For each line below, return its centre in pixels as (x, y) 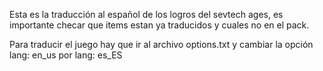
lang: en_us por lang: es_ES (66, 55)
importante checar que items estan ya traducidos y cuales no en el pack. (159, 25)
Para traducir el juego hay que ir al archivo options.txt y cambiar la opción (161, 44)
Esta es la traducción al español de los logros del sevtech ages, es (146, 14)
